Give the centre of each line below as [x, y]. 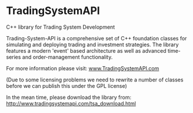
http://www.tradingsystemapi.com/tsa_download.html [71, 103]
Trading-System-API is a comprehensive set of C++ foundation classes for [96, 38]
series [14, 57]
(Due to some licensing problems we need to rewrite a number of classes [95, 80]
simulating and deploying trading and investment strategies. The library [92, 44]
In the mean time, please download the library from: [69, 97]
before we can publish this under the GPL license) [67, 85]
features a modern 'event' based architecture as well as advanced [86, 50]
